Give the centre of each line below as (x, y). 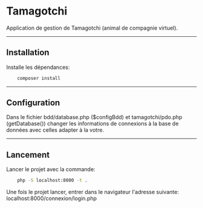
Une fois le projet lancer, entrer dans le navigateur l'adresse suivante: (93, 192)
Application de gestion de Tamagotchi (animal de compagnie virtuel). (92, 28)
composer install (39, 78)
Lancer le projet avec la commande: (51, 169)
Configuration (33, 103)
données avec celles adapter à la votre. (55, 130)
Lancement (28, 154)
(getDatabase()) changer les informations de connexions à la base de (93, 124)
